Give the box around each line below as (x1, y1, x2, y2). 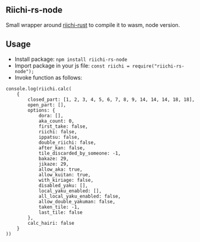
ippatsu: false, (38, 134, 80, 140)
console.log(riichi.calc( (6, 85, 72, 92)
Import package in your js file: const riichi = (14, 61, 130, 69)
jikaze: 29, (38, 161, 69, 167)
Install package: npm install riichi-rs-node (14, 55, 128, 63)
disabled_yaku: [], (38, 182, 88, 189)
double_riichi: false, (38, 139, 97, 146)
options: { (28, 107, 56, 113)
